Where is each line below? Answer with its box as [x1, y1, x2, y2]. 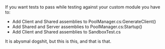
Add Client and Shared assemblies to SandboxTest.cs [12, 29, 121, 34]
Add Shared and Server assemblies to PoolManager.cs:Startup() [12, 24, 143, 30]
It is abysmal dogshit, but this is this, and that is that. [5, 38, 112, 44]
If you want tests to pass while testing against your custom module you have [5, 4, 161, 10]
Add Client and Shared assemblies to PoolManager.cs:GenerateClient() [12, 19, 156, 24]
